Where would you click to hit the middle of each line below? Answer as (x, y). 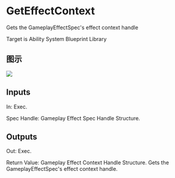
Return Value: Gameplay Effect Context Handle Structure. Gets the (87, 163)
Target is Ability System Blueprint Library (56, 39)
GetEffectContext (51, 11)
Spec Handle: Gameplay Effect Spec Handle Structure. (73, 118)
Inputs (19, 93)
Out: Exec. (19, 151)
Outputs (22, 137)
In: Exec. (17, 107)
